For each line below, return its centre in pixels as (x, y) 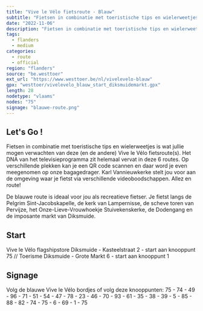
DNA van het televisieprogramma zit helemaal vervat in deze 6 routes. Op (98, 159)
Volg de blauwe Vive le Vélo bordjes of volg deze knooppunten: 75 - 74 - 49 (101, 290)
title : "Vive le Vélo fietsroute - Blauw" (60, 12)
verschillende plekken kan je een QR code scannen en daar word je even (97, 166)
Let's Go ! (25, 132)
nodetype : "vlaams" (31, 96)
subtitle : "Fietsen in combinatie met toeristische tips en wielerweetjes (102, 18)
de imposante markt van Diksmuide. (51, 216)
